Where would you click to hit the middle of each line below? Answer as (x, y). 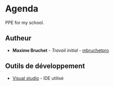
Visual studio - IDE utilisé (38, 78)
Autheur (18, 38)
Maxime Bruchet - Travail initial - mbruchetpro (61, 50)
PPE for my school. (25, 22)
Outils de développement (45, 66)
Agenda (22, 9)
